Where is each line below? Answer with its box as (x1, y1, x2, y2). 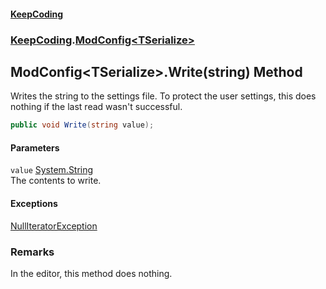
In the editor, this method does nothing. (10, 267, 173, 279)
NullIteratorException (10, 220, 98, 232)
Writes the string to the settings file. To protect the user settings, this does (10, 90, 317, 102)
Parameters (10, 141, 60, 154)
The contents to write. (10, 175, 102, 187)
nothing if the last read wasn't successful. (10, 101, 183, 113)
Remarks (10, 245, 55, 259)
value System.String (10, 164, 94, 176)
